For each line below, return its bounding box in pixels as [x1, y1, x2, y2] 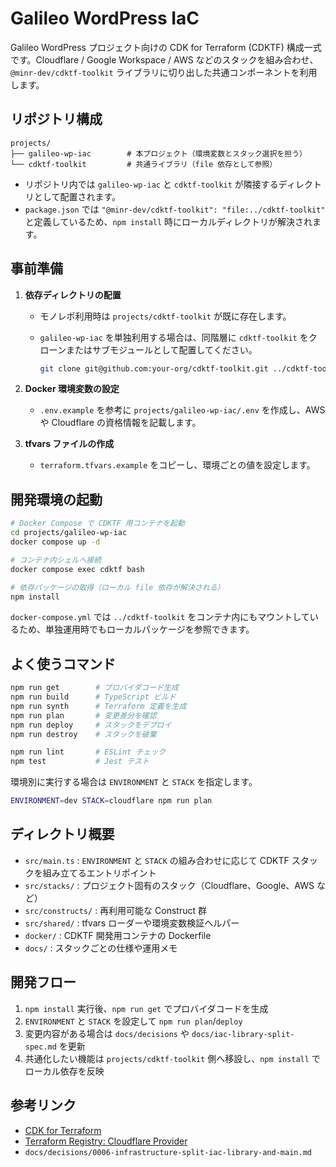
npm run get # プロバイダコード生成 [10, 683, 179, 693]
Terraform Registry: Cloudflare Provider [24, 1135, 188, 1147]
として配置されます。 [33, 190, 121, 202]
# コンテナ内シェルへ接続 [10, 555, 102, 565]
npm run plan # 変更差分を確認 [10, 710, 157, 721]
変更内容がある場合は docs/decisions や [24, 1027, 190, 1039]
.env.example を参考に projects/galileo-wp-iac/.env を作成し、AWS [39, 404, 326, 416]
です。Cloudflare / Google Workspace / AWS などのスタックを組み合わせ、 [10, 53, 319, 66]
